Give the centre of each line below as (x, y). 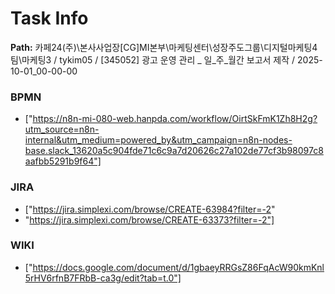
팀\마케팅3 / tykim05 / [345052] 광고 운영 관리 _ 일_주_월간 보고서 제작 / (153, 59)
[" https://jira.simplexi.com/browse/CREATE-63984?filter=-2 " (150, 209)
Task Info (49, 18)
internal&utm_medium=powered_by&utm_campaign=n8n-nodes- (158, 140)
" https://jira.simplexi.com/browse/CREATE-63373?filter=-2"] (149, 219)
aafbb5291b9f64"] (63, 161)
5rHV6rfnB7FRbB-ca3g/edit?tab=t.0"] (103, 278)
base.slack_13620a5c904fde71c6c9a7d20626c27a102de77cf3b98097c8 (174, 151)
